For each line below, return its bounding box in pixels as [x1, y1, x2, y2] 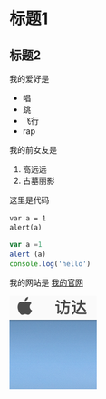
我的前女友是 [9, 145, 57, 155]
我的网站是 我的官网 [9, 277, 83, 288]
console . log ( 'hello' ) [9, 259, 92, 269]
